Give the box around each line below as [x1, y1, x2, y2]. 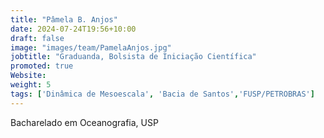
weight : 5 [10, 80, 52, 90]
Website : [10, 71, 47, 81]
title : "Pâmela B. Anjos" [10, 14, 118, 25]
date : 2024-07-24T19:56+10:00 [10, 24, 137, 34]
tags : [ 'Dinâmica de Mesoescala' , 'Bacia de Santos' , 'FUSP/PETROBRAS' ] [10, 89, 315, 99]
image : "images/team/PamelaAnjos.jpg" [10, 42, 172, 53]
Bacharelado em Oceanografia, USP [10, 116, 159, 128]
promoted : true [10, 61, 74, 71]
